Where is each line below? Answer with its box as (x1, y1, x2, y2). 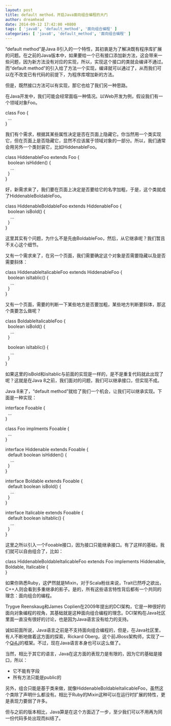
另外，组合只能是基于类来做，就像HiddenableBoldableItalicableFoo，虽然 (5, 685, 159, 691)
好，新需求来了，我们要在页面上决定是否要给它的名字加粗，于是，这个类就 (5, 186, 161, 192)
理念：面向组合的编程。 (5, 593, 54, 598)
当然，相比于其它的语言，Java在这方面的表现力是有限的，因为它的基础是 (5, 651, 158, 657)
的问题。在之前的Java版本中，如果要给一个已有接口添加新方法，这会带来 (5, 52, 158, 58)
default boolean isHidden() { (7, 452, 67, 458)
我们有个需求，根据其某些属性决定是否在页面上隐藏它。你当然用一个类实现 (5, 131, 161, 137)
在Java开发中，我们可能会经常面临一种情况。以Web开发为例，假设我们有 (5, 93, 159, 99)
